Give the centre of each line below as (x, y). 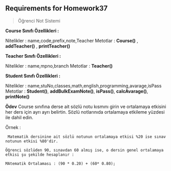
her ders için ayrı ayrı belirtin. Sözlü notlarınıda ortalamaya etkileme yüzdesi (85, 112)
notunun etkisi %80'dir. (32, 141)
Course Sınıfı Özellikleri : (32, 31)
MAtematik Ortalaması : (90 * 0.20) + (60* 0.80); (60, 163)
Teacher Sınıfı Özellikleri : (33, 56)
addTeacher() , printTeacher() (38, 46)
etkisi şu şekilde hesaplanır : (40, 155)
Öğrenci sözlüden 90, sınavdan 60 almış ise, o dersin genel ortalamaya (84, 150)
